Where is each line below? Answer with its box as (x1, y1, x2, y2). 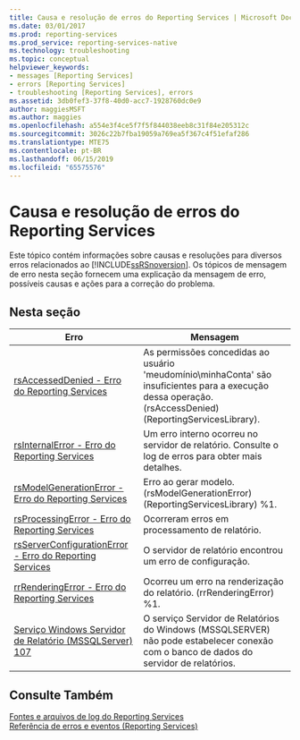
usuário (143, 357, 176, 370)
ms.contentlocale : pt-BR (9, 146, 102, 155)
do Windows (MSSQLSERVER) (143, 624, 271, 636)
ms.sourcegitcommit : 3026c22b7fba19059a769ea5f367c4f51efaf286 (9, 130, 250, 139)
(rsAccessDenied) (143, 402, 220, 414)
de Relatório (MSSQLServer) (13, 634, 133, 647)
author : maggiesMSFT (9, 105, 87, 114)
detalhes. (143, 462, 182, 474)
